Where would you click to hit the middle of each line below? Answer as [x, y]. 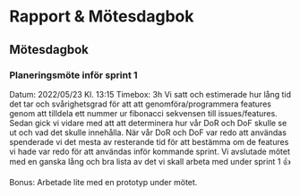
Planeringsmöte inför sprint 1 [73, 75]
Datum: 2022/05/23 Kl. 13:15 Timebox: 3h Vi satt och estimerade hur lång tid [150, 94]
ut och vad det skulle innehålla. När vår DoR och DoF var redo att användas [148, 132]
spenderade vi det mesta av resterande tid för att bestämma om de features [149, 141]
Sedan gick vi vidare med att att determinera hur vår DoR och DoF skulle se [148, 123]
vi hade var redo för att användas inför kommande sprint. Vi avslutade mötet [150, 151]
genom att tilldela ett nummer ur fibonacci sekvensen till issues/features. [143, 113]
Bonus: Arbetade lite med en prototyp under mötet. [103, 182]
